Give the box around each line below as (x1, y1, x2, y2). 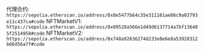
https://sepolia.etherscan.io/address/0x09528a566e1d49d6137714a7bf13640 (6, 24, 199, 30)
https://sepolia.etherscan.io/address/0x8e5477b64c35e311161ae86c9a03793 (6, 12, 199, 18)
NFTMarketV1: (46, 18, 82, 24)
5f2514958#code (6, 31, 45, 37)
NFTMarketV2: (46, 29, 84, 37)
